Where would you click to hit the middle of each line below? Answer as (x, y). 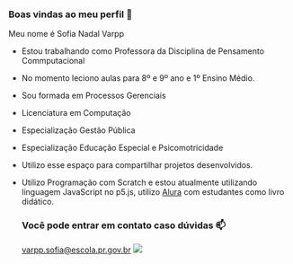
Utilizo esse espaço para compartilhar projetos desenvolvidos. (137, 165)
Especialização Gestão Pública (78, 130)
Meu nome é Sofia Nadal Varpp (67, 34)
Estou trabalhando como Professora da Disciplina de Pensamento (143, 51)
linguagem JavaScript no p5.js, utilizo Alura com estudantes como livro (153, 192)
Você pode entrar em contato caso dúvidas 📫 (124, 225)
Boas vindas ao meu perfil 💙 (71, 14)
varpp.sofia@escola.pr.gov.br (76, 250)
